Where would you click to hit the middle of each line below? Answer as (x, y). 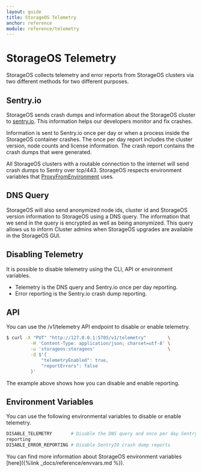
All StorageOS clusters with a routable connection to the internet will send (98, 164)
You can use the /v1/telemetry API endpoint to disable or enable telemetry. (98, 327)
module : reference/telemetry (43, 29)
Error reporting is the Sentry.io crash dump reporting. (81, 293)
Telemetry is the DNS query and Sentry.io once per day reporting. (96, 287)
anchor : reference (29, 23)
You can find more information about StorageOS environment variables (94, 456)
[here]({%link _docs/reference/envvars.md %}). (65, 463)
